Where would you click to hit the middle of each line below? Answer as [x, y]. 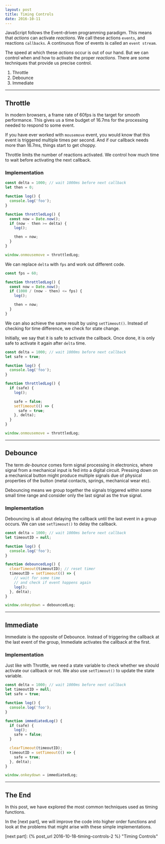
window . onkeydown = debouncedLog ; [41, 605]
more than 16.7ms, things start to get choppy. [51, 145]
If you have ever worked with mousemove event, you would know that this [78, 135]
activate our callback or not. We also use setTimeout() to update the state [80, 671]
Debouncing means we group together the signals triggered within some [79, 490]
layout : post [18, 10]
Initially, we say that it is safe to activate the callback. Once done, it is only [80, 338]
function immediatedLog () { [34, 721]
